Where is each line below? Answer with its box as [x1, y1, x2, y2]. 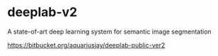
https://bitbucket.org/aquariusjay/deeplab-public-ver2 [7, 41, 166, 49]
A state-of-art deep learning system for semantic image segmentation [7, 27, 212, 36]
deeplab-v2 [7, 4, 78, 20]
